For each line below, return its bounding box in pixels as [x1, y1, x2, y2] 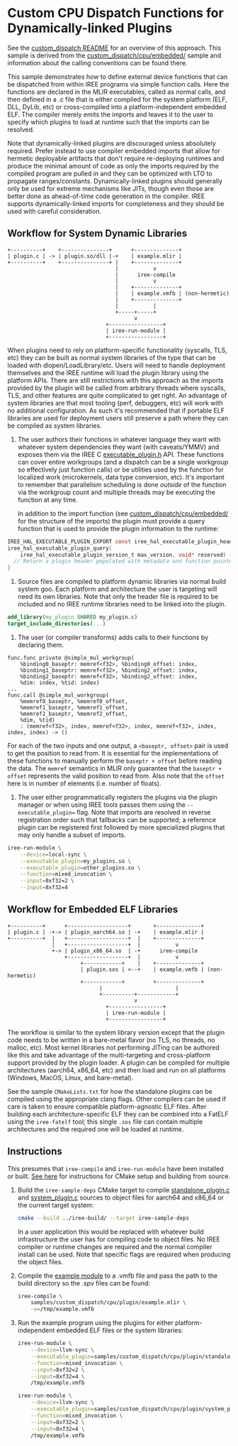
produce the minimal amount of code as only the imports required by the [7, 161, 220, 170]
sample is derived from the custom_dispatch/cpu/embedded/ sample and [7, 51, 222, 60]
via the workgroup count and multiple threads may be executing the [17, 488, 216, 496]
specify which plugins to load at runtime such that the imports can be [7, 117, 210, 126]
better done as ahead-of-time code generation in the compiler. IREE [7, 192, 205, 200]
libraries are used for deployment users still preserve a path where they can [7, 413, 229, 422]
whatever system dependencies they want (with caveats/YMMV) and [17, 442, 220, 451]
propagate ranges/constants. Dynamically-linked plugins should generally [7, 176, 223, 185]
